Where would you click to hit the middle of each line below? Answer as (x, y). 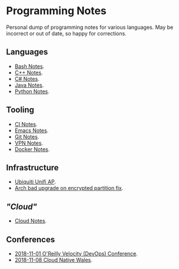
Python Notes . (32, 91)
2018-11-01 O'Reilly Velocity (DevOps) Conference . (76, 254)
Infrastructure (32, 167)
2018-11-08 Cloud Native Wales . (54, 260)
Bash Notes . (29, 66)
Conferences (31, 239)
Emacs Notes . (32, 130)
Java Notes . (29, 85)
